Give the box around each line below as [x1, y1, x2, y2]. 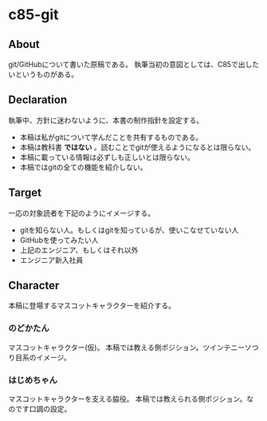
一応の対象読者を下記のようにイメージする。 [8, 208, 155, 217]
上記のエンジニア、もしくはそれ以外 [19, 245, 139, 255]
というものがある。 [14, 70, 78, 79]
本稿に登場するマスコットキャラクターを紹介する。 [8, 301, 175, 311]
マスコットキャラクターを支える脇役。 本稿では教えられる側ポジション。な [8, 394, 254, 404]
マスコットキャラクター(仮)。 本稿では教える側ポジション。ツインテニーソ [8, 342, 253, 352]
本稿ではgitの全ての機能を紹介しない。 [19, 162, 147, 172]
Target [8, 186, 42, 200]
